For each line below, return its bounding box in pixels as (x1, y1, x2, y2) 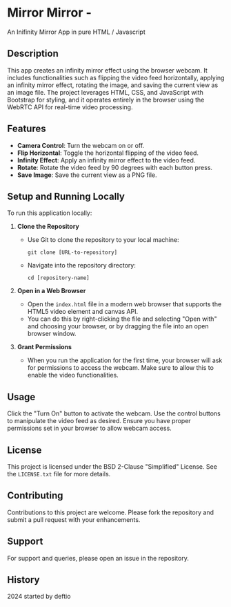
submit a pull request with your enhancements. (7, 515, 141, 523)
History (7, 574, 40, 586)
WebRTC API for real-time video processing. (7, 102, 133, 111)
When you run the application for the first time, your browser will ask (27, 356, 223, 364)
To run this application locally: (7, 209, 92, 217)
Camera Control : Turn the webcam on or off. (17, 141, 145, 149)
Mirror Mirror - (7, 5, 92, 21)
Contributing (7, 489, 63, 502)
